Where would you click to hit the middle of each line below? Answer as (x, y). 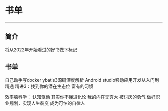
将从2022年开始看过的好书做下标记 (41, 49)
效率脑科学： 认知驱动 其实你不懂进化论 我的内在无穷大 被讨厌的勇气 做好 (80, 97)
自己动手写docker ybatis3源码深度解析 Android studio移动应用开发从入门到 (82, 80)
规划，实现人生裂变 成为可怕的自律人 (47, 103)
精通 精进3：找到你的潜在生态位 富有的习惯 (49, 86)
